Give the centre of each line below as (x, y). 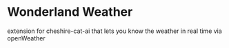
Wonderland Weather (70, 12)
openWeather (27, 38)
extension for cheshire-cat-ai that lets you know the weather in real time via (114, 31)
